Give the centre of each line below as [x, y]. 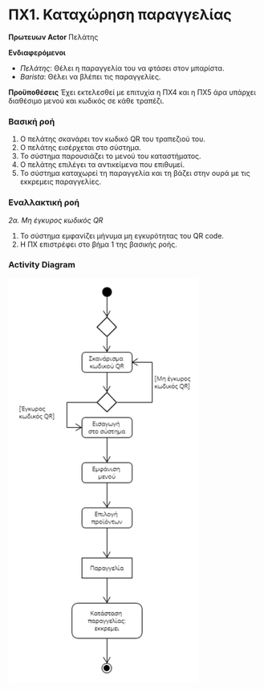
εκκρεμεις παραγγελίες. [61, 181]
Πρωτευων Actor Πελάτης [53, 37]
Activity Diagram [42, 265]
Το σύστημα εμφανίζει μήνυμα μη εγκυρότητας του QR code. [122, 235]
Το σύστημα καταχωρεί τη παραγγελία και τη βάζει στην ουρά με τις [135, 173]
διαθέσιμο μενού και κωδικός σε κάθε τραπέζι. [86, 100]
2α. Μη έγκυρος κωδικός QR [56, 220]
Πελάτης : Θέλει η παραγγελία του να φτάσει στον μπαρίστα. [122, 68]
